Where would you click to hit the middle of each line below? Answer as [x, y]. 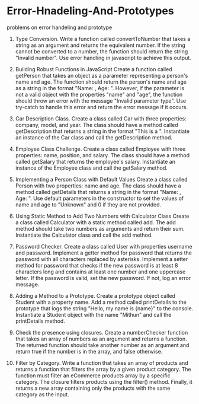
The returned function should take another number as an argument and [102, 345]
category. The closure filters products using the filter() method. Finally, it [104, 381]
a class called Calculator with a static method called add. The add [96, 222]
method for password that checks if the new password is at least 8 [97, 265]
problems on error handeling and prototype [60, 27]
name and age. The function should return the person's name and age [101, 82]
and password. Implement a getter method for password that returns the [103, 253]
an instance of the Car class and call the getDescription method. [94, 137]
